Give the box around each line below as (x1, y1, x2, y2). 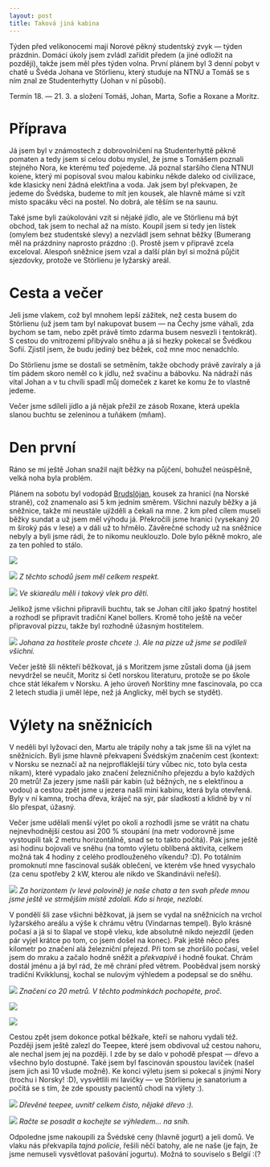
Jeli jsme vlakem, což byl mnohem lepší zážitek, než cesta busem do (9, 311, 238, 320)
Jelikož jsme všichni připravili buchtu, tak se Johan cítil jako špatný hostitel (9, 604, 258, 614)
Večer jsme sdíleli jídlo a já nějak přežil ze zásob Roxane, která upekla (9, 402, 240, 411)
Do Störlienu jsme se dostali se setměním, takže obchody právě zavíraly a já (9, 360, 261, 370)
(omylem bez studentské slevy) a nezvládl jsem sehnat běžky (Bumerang (9, 230, 252, 240)
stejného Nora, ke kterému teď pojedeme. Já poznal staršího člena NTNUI (9, 163, 254, 173)
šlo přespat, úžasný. (9, 802, 76, 812)
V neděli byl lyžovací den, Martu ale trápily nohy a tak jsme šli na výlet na (9, 742, 252, 753)
